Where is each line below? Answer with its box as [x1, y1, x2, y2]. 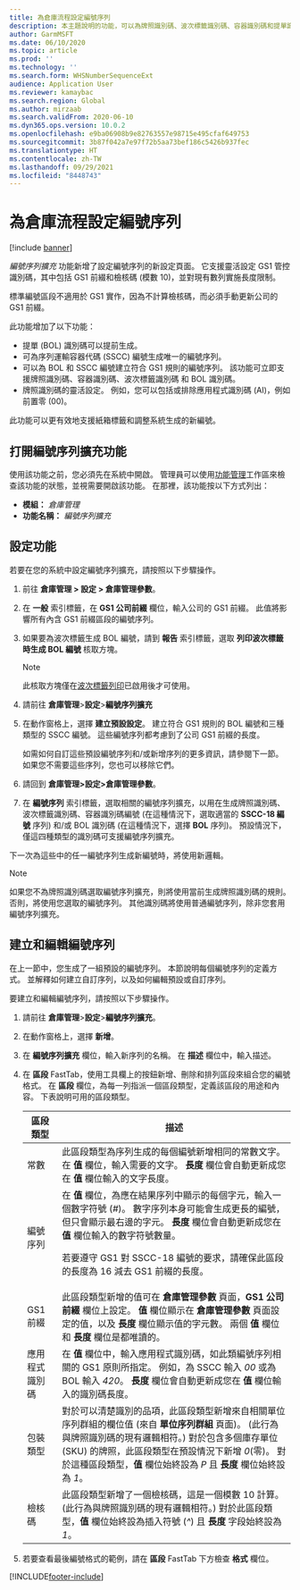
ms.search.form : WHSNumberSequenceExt [9, 72, 154, 80]
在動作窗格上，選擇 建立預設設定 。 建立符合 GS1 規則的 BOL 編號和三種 [21, 718, 285, 728]
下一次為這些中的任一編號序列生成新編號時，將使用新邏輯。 [9, 850, 229, 861]
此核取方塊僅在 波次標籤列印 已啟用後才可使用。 [21, 680, 195, 691]
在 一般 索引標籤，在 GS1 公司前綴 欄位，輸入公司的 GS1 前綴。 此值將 [21, 602, 279, 613]
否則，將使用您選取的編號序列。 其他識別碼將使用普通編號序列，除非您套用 [9, 897, 286, 908]
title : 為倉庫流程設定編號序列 [9, 13, 111, 22]
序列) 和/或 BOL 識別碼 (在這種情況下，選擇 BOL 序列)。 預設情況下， [32, 820, 287, 830]
